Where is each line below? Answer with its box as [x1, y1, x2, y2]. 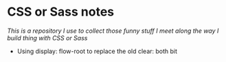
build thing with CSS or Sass [7, 33, 88, 42]
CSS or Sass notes [7, 4, 115, 20]
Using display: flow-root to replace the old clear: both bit [16, 47, 177, 55]
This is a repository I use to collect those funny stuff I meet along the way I [7, 27, 219, 35]
